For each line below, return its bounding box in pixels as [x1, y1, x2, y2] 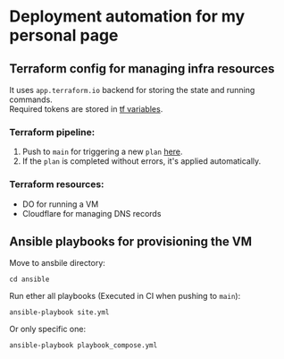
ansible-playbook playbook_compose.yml [9, 341, 158, 350]
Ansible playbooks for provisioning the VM [9, 234, 253, 249]
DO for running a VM [21, 199, 99, 209]
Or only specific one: [9, 324, 87, 335]
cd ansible [9, 275, 50, 284]
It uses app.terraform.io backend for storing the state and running [9, 85, 255, 95]
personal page [9, 25, 119, 46]
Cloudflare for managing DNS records [21, 208, 162, 218]
